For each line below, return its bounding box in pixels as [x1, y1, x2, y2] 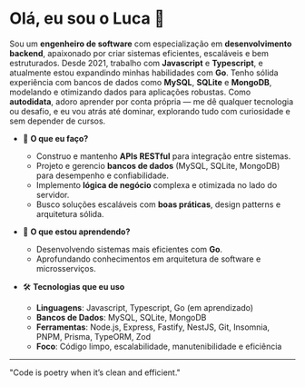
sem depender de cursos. [9, 115, 106, 126]
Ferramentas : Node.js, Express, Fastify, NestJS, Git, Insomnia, [35, 322, 271, 332]
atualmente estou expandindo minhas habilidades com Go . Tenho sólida [9, 67, 279, 78]
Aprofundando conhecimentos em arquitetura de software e [35, 253, 261, 264]
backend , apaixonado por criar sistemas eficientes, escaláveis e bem [9, 47, 270, 58]
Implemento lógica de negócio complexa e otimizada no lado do [35, 179, 278, 190]
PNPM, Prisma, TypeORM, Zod [35, 331, 152, 342]
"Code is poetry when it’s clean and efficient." [9, 367, 182, 378]
